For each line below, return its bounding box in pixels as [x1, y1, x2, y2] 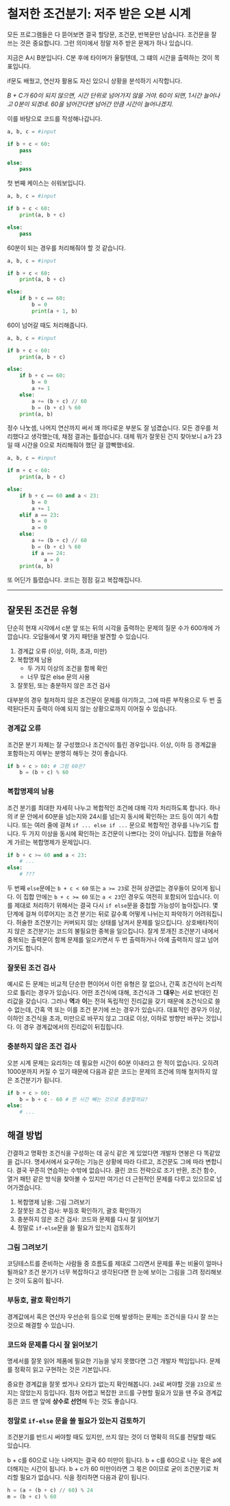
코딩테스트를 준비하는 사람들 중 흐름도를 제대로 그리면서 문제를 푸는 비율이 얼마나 [7, 1259, 223, 1268]
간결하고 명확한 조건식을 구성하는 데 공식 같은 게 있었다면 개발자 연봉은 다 [7, 1149, 203, 1157]
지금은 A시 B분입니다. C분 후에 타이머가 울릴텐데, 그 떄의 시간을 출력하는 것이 [7, 53, 213, 62]
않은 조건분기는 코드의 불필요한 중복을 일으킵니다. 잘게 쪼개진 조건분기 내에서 [14, 927, 219, 935]
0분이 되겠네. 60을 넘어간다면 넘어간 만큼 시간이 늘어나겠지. [14, 100, 173, 108]
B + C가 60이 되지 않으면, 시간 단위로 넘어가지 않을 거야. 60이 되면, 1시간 [7, 91, 202, 100]
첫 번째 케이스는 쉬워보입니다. [7, 179, 86, 188]
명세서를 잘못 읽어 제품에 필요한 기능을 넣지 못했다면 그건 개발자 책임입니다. [7, 1356, 208, 1364]
